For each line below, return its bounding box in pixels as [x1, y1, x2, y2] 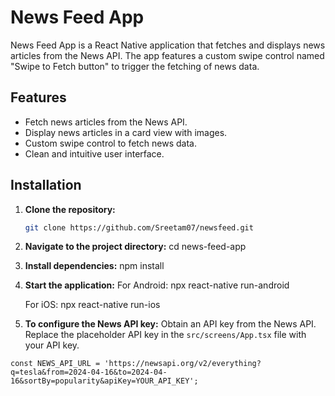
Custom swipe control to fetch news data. [24, 137, 197, 149]
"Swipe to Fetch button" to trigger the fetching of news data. [10, 60, 260, 72]
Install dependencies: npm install [24, 260, 165, 272]
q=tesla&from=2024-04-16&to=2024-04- [10, 367, 168, 378]
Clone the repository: [24, 203, 116, 215]
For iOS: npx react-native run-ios [24, 299, 161, 311]
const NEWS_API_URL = [10, 359, 101, 369]
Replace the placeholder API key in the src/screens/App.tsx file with [24, 329, 307, 341]
